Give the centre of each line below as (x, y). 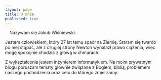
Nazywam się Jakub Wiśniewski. (43, 33)
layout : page (19, 10)
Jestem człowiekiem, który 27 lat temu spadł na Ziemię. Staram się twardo (81, 42)
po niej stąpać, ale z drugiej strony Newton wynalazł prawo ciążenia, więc (80, 48)
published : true (22, 19)
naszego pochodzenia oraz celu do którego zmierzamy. (62, 73)
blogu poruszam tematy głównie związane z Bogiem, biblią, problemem (78, 67)
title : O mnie (20, 14)
